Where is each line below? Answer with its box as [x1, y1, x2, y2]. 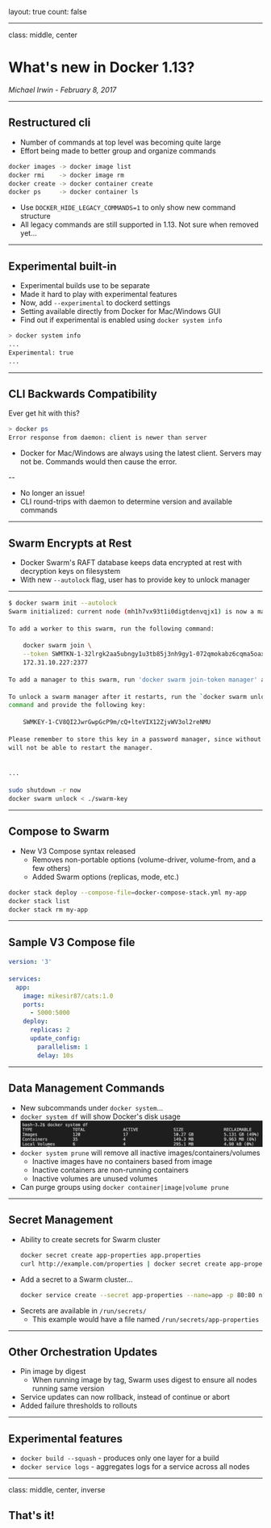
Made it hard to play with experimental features [19, 290, 177, 299]
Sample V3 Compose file [8, 936, 135, 949]
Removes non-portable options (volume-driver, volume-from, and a [31, 855, 256, 864]
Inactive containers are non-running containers [31, 1166, 190, 1175]
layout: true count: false [8, 7, 87, 16]
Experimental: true [8, 349, 74, 357]
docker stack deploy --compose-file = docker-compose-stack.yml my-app [8, 888, 248, 897]
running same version [31, 1384, 105, 1393]
